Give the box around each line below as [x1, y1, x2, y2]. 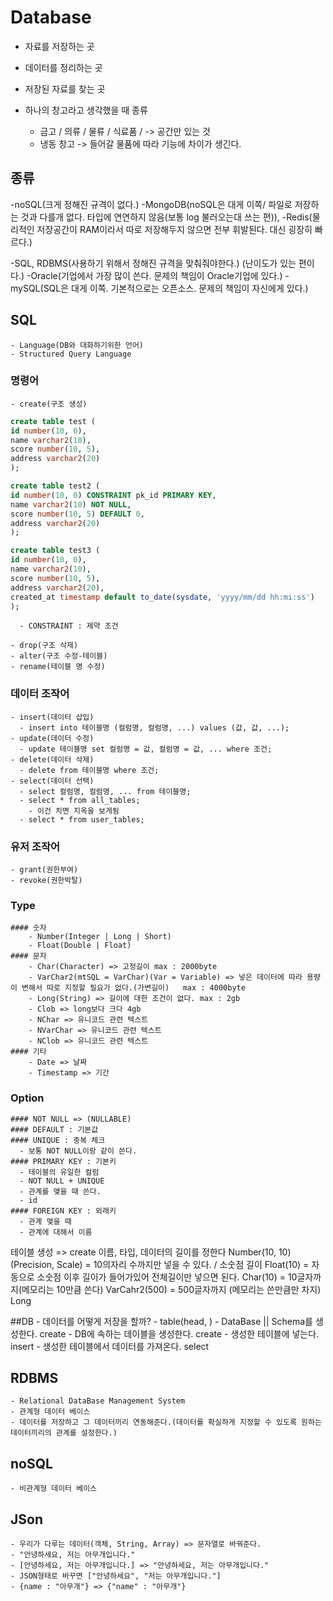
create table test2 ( [10, 481, 101, 491]
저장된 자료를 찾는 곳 [24, 82, 106, 95]
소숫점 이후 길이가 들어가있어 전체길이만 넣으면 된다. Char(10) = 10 [36, 1271, 298, 1283]
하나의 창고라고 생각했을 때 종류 [24, 104, 148, 116]
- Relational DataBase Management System [10, 1396, 186, 1406]
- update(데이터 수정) [10, 733, 95, 743]
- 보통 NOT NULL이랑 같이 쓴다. [19, 1146, 138, 1156]
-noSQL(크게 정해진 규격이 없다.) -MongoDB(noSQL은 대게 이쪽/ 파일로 [10, 198, 293, 210]
